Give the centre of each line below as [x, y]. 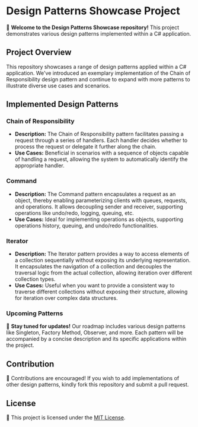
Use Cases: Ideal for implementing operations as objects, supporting [99, 219]
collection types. [35, 279]
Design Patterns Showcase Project [93, 11]
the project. [20, 345]
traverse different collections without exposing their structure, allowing [101, 292]
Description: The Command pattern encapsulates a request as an [95, 194]
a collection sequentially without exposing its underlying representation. [103, 260]
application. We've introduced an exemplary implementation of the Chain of [98, 73]
